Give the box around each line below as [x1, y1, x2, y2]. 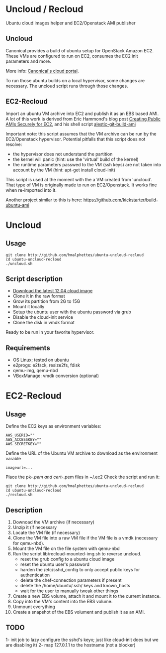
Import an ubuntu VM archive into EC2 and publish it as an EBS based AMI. [5, 111, 159, 117]
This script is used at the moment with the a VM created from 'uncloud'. [5, 176, 153, 182]
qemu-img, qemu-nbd [12, 368, 58, 374]
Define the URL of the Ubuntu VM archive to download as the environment [5, 450, 158, 456]
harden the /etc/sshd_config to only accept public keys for [20, 567, 140, 572]
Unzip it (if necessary [12, 524, 57, 530]
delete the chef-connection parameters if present [20, 577, 122, 583]
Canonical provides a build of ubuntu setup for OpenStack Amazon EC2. [5, 47, 154, 53]
